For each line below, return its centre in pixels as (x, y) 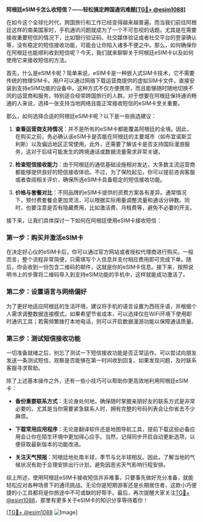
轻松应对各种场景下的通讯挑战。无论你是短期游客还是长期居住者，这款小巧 (99, 485)
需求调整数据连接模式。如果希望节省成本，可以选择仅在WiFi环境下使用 (99, 313)
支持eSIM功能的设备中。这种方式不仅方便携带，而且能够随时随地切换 (102, 88)
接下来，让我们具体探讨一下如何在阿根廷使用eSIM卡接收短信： (84, 220)
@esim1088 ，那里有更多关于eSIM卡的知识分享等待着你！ (77, 500)
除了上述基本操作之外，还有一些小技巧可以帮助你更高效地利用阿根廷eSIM (97, 380)
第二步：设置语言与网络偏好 (47, 292)
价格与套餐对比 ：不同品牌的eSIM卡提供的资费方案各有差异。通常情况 (101, 192)
